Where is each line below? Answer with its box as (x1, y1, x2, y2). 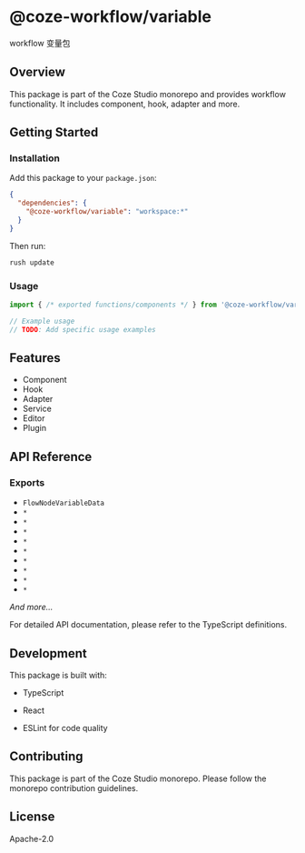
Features (9, 350, 61, 366)
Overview (9, 65, 66, 80)
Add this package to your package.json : (9, 173, 157, 184)
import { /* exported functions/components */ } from (9, 300, 218, 309)
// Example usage (9, 316, 75, 326)
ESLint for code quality (22, 722, 108, 733)
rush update (9, 257, 54, 267)
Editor (22, 413, 45, 424)
